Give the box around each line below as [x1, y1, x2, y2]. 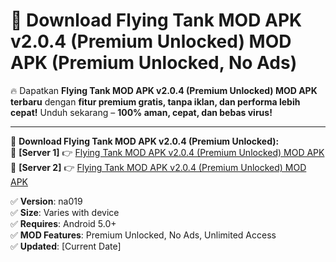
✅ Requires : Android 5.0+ [10, 217, 117, 229]
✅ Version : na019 [10, 195, 83, 207]
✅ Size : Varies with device [10, 206, 120, 218]
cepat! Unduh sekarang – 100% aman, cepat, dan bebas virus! [10, 106, 273, 118]
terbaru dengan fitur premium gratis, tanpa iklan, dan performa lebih [10, 95, 301, 108]
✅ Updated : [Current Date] [10, 240, 122, 252]
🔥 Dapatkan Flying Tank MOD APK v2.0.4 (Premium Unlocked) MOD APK [10, 84, 318, 96]
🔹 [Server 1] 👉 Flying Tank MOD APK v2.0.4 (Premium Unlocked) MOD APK [10, 146, 325, 158]
